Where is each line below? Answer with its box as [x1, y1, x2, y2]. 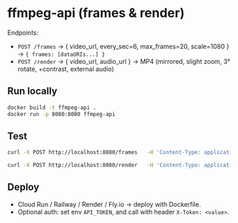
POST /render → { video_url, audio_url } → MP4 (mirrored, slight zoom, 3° [17, 57, 230, 65]
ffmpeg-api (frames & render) [7, 5, 185, 21]
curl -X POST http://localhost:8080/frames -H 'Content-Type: [7, 149, 201, 156]
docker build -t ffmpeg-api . [7, 104, 97, 111]
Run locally [7, 85, 58, 97]
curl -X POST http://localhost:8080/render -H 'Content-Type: [7, 161, 201, 169]
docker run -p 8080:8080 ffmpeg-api [7, 110, 115, 118]
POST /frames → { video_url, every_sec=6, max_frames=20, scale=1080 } [17, 42, 229, 50]
